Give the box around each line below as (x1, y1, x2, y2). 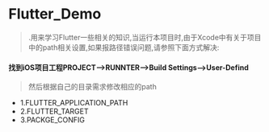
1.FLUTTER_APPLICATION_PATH (19, 98, 128, 108)
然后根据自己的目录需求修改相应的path (27, 82, 158, 92)
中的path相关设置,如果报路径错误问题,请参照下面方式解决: (27, 42, 220, 52)
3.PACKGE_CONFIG (19, 115, 86, 125)
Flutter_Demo (8, 5, 102, 23)
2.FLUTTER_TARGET (19, 106, 89, 117)
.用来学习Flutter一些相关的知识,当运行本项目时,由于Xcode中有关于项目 (27, 32, 262, 42)
